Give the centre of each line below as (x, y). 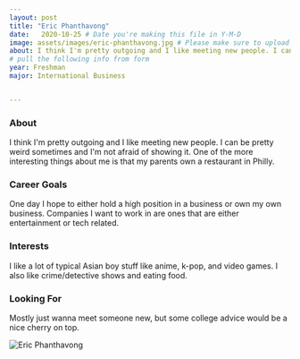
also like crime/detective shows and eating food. (98, 275)
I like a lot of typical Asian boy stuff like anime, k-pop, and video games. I (144, 266)
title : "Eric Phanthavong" (59, 26)
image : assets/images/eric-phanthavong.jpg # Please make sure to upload (150, 43)
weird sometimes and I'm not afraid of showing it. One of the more (131, 152)
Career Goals (38, 184)
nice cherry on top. (45, 327)
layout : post (33, 17)
